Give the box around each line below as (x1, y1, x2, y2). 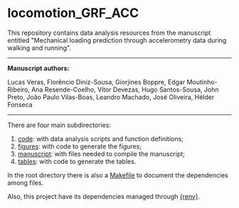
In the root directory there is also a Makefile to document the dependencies (7, 170, 229, 179)
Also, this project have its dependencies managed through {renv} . (7, 192, 201, 200)
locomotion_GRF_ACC (7, 5, 139, 21)
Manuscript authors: (7, 64, 70, 72)
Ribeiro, (7, 85, 30, 94)
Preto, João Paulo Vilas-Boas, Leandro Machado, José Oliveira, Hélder (7, 92, 215, 101)
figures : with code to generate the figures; (17, 142, 142, 150)
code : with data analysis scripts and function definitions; (17, 134, 184, 143)
